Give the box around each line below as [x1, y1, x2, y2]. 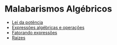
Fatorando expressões [11, 30, 58, 35]
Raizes [11, 35, 26, 41]
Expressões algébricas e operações [11, 24, 85, 30]
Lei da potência [11, 19, 43, 25]
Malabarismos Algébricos [4, 3, 113, 15]
